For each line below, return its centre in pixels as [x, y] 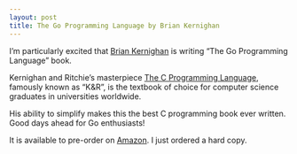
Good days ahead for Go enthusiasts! [77, 123]
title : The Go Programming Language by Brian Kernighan [114, 26]
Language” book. [41, 60]
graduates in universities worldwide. [75, 96]
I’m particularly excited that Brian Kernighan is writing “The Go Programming [148, 50]
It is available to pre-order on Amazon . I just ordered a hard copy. [128, 140]
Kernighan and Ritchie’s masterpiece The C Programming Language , [134, 77]
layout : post [33, 17]
